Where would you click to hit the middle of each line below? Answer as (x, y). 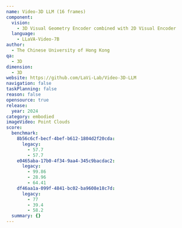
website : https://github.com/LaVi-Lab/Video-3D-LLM (71, 78)
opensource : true (28, 100)
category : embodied (30, 116)
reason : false (24, 94)
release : (17, 105)
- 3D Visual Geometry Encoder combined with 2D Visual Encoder (97, 28)
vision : (21, 23)
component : (20, 17)
